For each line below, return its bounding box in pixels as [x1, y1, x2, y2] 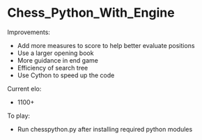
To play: [7, 111, 30, 120]
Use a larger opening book [17, 49, 94, 57]
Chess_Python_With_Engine [7, 5, 176, 21]
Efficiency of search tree [17, 63, 88, 72]
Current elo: [7, 84, 42, 93]
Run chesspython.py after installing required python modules [17, 125, 193, 133]
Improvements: [7, 28, 51, 36]
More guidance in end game [17, 56, 99, 64]
